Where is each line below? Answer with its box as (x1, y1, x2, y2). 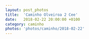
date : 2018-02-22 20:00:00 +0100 (5, 17, 80, 22)
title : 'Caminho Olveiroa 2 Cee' (5, 12, 78, 17)
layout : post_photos (5, 7, 49, 13)
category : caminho (5, 21, 44, 27)
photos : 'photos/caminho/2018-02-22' (5, 26, 85, 31)
